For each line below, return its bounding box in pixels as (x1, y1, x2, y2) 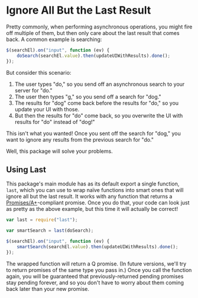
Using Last (6, 164, 46, 175)
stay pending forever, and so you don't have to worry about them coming (6, 279, 184, 286)
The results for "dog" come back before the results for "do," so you (14, 99, 179, 107)
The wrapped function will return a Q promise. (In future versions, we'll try (6, 260, 187, 267)
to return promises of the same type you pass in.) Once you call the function (6, 266, 192, 273)
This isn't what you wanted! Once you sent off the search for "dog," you (6, 130, 181, 137)
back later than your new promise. (6, 285, 90, 292)
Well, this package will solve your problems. (6, 148, 113, 155)
